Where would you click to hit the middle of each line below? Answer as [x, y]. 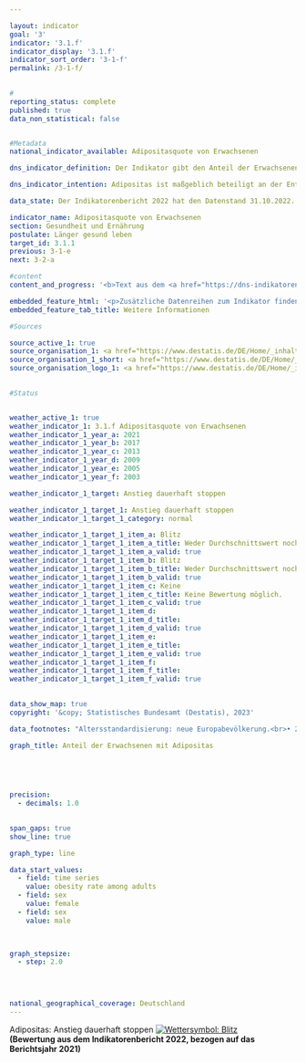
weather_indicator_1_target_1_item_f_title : [95, 671]
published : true [40, 110]
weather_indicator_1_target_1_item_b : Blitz [95, 560]
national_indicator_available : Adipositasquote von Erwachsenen [134, 151]
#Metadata [28, 143]
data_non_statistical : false [65, 119]
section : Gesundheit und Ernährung [77, 226]
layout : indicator [44, 26]
